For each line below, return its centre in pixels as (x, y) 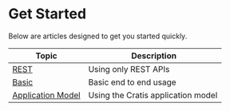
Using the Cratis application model (153, 95)
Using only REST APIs (129, 69)
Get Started (47, 14)
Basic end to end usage (133, 82)
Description (154, 55)
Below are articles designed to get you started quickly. (98, 36)
